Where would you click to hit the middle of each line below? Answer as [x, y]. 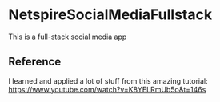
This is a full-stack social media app [68, 37]
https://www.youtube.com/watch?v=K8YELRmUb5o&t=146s [107, 89]
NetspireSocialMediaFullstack [110, 15]
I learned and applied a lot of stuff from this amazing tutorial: [108, 80]
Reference [35, 62]
